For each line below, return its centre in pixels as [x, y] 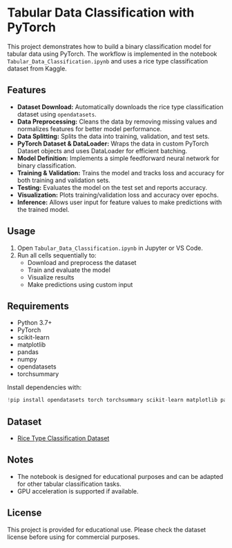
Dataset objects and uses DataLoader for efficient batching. [102, 150]
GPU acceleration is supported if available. [78, 491]
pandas [28, 352]
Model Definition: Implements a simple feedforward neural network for [118, 158]
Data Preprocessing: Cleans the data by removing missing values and [117, 121]
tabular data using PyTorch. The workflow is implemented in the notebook [112, 54]
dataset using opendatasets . [57, 114]
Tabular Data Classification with [101, 13]
